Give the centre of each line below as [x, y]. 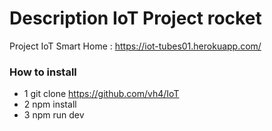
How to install [43, 72]
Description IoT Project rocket [135, 18]
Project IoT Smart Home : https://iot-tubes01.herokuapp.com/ [135, 46]
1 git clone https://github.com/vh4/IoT [101, 94]
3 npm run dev [54, 115]
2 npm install [50, 104]
